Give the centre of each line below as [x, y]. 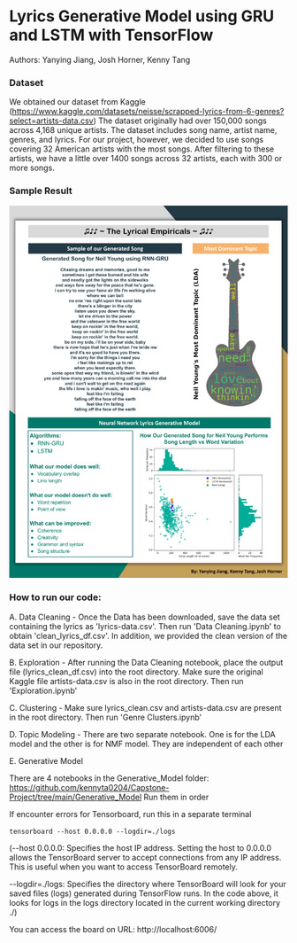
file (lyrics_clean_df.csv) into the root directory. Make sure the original [136, 672]
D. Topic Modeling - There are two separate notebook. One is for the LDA [142, 734]
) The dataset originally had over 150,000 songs [180, 121]
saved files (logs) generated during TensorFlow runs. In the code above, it [144, 893]
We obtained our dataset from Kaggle [77, 102]
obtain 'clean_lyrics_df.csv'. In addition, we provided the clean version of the [148, 635]
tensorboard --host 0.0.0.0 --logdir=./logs [92, 831]
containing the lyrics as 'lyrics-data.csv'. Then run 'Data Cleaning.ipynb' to [145, 626]
